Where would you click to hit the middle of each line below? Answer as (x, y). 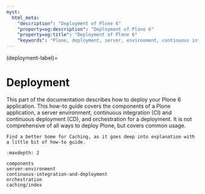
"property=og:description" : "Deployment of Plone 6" (86, 29)
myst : (13, 12)
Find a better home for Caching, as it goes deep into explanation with (101, 136)
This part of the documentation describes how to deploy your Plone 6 (94, 99)
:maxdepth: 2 (23, 153)
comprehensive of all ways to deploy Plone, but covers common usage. (96, 125)
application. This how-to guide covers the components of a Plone (88, 106)
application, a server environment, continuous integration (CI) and (89, 112)
